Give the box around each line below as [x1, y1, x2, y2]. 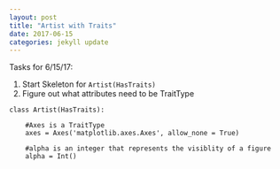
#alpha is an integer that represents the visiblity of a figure [25, 144, 272, 153]
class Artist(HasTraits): [9, 105, 105, 115]
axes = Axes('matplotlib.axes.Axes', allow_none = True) [25, 129, 240, 138]
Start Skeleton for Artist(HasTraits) [21, 79, 157, 89]
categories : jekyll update [9, 37, 109, 47]
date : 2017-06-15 [9, 29, 74, 38]
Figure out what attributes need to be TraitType [21, 88, 195, 99]
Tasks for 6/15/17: [9, 62, 74, 73]
